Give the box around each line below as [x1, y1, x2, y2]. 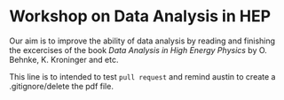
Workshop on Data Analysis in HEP [9, 6, 272, 27]
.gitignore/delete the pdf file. [9, 81, 114, 91]
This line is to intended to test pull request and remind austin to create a [9, 71, 276, 81]
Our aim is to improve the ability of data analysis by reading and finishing [9, 35, 276, 46]
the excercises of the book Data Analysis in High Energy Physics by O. [9, 44, 268, 55]
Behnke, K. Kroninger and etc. [9, 54, 119, 65]
